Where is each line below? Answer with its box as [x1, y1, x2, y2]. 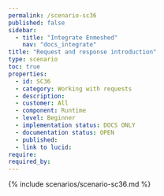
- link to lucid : [15, 143, 73, 151]
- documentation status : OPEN [15, 128, 114, 136]
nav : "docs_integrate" [22, 41, 97, 49]
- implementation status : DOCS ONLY [15, 121, 136, 129]
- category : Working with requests [15, 84, 132, 93]
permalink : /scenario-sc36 [8, 11, 97, 20]
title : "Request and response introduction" [8, 48, 157, 56]
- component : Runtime [15, 107, 87, 115]
